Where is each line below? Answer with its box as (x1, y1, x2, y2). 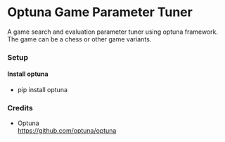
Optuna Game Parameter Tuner (7, 4, 193, 20)
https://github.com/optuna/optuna (17, 127, 117, 135)
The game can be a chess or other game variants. (7, 34, 152, 43)
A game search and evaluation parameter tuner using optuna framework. (7, 27, 218, 36)
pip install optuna (17, 86, 68, 94)
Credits (7, 103, 33, 112)
